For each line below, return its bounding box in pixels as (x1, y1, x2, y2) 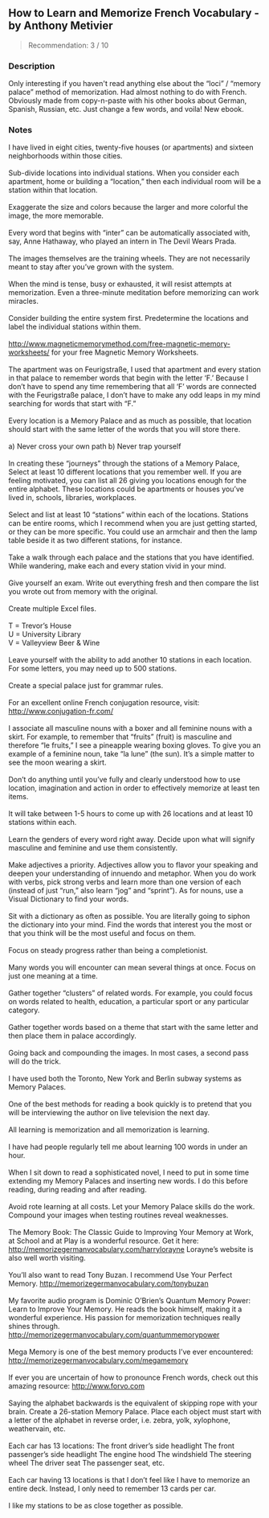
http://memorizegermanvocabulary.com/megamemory (8, 1356, 189, 1365)
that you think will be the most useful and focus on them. (8, 929, 197, 938)
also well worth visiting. (8, 1253, 86, 1263)
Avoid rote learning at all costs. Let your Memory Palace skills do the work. (8, 1202, 255, 1212)
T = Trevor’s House (8, 621, 72, 630)
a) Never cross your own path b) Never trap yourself (8, 441, 181, 451)
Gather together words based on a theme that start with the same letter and (8, 1023, 259, 1032)
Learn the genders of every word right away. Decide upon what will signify (8, 835, 255, 844)
